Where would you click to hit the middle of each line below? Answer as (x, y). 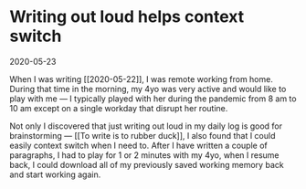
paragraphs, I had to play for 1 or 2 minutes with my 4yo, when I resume (145, 155)
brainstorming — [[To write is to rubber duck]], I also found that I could (142, 135)
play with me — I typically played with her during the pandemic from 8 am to (153, 99)
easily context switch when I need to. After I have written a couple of (138, 145)
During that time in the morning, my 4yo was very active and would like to (148, 89)
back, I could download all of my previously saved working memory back (147, 164)
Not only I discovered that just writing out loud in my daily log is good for (146, 126)
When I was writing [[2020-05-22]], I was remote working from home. (142, 79)
